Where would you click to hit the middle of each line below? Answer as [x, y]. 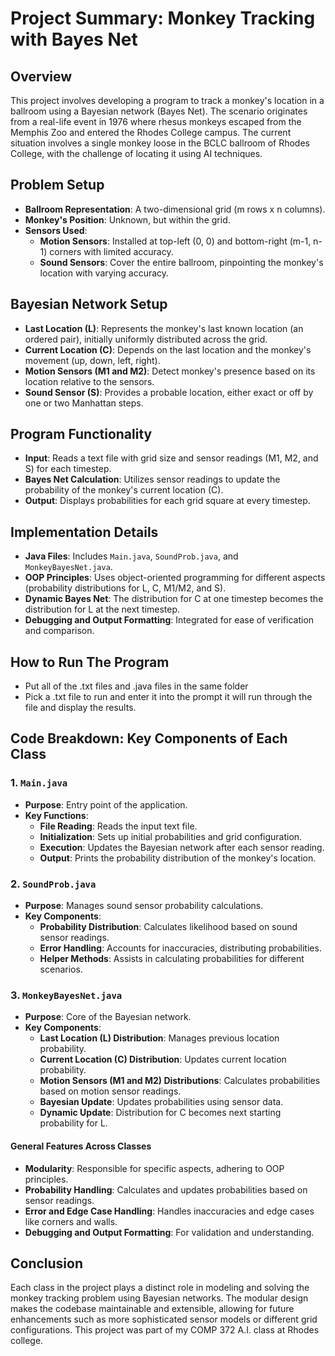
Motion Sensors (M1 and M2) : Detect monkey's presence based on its [170, 371]
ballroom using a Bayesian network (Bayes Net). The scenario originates [159, 111]
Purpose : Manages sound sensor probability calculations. [144, 906]
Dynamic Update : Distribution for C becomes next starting [160, 1113]
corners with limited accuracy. [111, 251]
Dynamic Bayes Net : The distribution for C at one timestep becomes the [174, 599]
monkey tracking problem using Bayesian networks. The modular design [159, 1298]
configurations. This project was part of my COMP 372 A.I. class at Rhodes [165, 1330]
